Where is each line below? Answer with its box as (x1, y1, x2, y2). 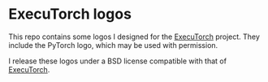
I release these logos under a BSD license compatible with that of (8, 56, 227, 66)
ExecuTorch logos (8, 5, 132, 24)
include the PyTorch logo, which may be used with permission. (8, 40, 218, 50)
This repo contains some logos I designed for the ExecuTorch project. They (8, 32, 260, 41)
